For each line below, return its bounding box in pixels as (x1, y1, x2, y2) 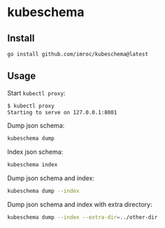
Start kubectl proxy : (7, 88, 66, 97)
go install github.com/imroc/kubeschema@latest (7, 51, 149, 58)
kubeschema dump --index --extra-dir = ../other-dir (7, 214, 158, 221)
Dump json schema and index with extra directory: (7, 201, 152, 209)
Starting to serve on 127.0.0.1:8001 (7, 109, 117, 116)
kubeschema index (7, 161, 58, 168)
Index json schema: (7, 148, 64, 156)
